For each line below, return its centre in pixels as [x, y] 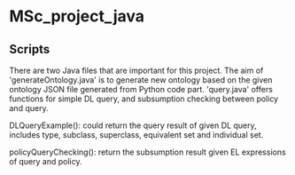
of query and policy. [46, 161]
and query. [29, 108]
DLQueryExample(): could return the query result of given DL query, [133, 125]
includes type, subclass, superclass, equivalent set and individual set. [136, 135]
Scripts [30, 49]
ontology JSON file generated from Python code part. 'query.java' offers [141, 89]
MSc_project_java [77, 16]
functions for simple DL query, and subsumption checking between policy [144, 99]
